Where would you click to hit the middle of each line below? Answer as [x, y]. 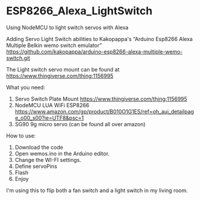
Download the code [39, 147]
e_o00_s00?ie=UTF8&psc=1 [49, 118]
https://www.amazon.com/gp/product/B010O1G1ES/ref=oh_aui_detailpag [104, 111]
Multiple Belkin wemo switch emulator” [54, 45]
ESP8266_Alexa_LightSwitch [79, 11]
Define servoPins [36, 166]
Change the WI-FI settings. [48, 160]
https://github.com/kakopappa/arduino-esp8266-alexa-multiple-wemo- [95, 51]
